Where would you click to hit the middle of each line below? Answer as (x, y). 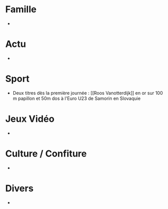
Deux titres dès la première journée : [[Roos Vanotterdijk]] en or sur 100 (88, 93)
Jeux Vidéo (30, 119)
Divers (19, 188)
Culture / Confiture (46, 153)
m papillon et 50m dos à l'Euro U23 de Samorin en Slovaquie (77, 98)
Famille (21, 9)
